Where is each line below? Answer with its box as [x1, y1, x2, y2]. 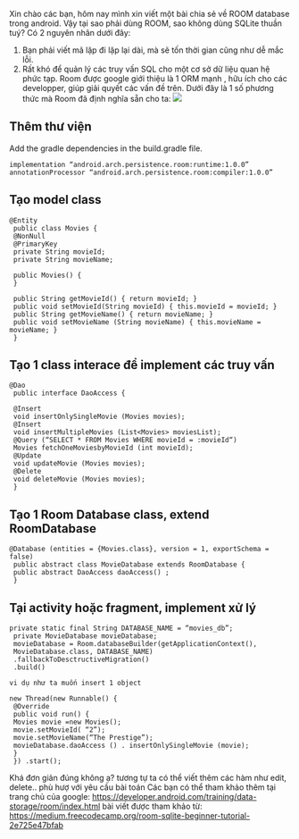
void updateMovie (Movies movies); [12, 459, 145, 468]
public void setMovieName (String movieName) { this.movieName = [12, 317, 262, 326]
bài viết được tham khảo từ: [102, 801, 203, 812]
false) [9, 552, 34, 562]
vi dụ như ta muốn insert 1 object [9, 679, 142, 688]
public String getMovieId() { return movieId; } [12, 294, 198, 303]
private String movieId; [12, 247, 105, 256]
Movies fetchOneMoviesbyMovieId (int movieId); [12, 443, 194, 453]
